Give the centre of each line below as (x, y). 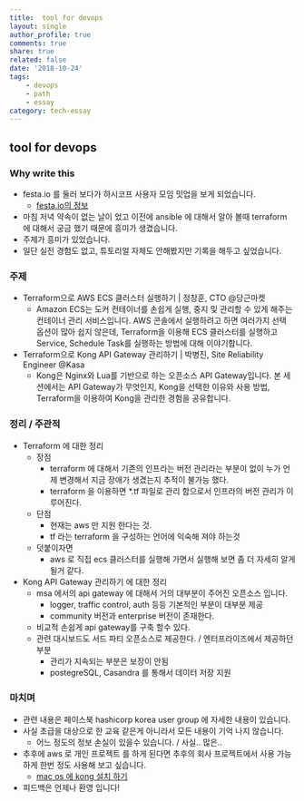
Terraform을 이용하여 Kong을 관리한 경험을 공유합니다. (133, 398)
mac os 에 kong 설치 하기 (82, 776)
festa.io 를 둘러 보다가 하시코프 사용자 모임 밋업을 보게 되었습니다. (139, 194)
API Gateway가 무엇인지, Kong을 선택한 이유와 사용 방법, (169, 387)
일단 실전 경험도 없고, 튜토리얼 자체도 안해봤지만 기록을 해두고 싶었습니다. (152, 250)
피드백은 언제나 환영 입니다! (71, 787)
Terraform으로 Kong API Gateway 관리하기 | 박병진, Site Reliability (143, 355)
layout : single (38, 26)
